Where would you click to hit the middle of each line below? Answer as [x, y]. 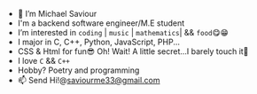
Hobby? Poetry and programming [78, 70]
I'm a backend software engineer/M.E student [101, 23]
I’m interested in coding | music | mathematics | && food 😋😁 [123, 32]
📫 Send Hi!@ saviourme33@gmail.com [89, 80]
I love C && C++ [44, 61]
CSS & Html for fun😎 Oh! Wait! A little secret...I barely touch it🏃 [133, 51]
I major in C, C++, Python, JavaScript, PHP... [98, 42]
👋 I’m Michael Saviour [57, 14]
